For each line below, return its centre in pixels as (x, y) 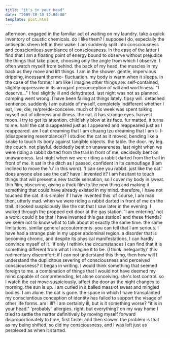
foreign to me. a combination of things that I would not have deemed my (81, 271)
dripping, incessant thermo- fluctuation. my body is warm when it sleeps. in (84, 77)
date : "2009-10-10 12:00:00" (36, 15)
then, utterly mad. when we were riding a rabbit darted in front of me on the (84, 201)
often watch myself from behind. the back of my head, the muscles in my (82, 66)
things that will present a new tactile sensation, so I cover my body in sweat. (85, 179)
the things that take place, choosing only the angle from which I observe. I (83, 61)
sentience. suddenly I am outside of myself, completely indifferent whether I (84, 104)
